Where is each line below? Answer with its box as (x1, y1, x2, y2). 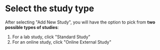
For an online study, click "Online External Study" (12, 39, 112, 45)
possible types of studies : (5, 24, 59, 30)
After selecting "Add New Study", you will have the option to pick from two (5, 19, 156, 25)
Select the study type (5, 3, 94, 14)
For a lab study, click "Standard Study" (12, 34, 91, 40)
